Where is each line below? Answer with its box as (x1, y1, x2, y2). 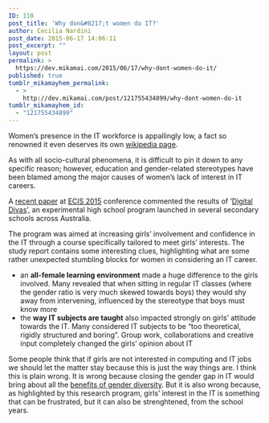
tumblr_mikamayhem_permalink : (8, 79, 110, 87)
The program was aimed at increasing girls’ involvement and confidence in (8, 229, 255, 238)
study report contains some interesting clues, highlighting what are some (8, 246, 251, 256)
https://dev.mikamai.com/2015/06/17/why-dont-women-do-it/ (15, 64, 218, 72)
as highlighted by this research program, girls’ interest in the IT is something (8, 388, 260, 398)
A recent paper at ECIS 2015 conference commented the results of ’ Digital (8, 196, 253, 206)
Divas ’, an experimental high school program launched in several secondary (8, 205, 259, 214)
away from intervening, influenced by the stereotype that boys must (19, 296, 245, 306)
